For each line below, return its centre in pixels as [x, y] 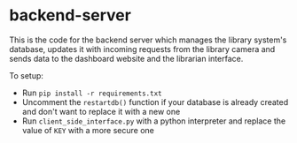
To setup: [27, 75]
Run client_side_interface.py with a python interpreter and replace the [154, 121]
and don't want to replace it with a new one [101, 111]
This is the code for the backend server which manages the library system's [148, 40]
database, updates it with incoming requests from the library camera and [142, 49]
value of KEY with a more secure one [88, 130]
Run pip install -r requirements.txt [92, 93]
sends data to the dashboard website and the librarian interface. [126, 58]
